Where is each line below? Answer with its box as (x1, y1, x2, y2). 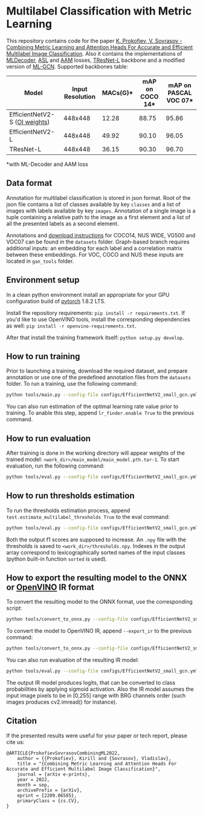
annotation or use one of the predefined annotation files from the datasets (6, 374, 192, 381)
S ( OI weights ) (9, 117, 50, 126)
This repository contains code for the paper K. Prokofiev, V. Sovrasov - (6, 37, 182, 44)
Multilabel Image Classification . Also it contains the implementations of (6, 50, 182, 57)
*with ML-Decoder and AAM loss (6, 160, 89, 168)
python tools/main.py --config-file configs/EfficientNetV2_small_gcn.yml (6, 392, 199, 398)
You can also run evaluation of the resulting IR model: (6, 656, 139, 664)
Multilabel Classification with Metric (6, 4, 192, 18)
